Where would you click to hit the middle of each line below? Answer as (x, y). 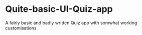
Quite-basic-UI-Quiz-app (59, 9)
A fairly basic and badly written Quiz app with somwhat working (71, 23)
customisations (21, 28)
